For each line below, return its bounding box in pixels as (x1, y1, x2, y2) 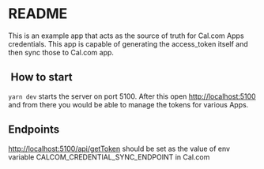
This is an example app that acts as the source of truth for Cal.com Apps (8, 31, 244, 40)
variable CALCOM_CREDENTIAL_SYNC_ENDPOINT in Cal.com (8, 152, 210, 162)
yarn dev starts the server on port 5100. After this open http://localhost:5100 (8, 92, 256, 101)
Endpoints (8, 123, 60, 137)
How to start (10, 70, 73, 84)
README (8, 5, 68, 23)
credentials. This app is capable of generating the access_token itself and (8, 39, 249, 48)
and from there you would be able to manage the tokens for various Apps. (8, 100, 249, 109)
